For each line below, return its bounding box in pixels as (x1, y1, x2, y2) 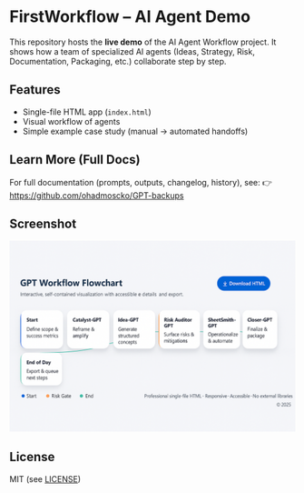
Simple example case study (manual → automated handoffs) (22, 126, 249, 136)
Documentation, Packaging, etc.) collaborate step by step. (9, 55, 227, 66)
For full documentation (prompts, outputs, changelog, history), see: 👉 (9, 176, 272, 187)
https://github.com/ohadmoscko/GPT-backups (9, 189, 184, 201)
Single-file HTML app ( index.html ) (22, 106, 152, 117)
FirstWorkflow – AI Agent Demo (9, 6, 251, 27)
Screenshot (9, 216, 77, 231)
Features (9, 82, 61, 97)
